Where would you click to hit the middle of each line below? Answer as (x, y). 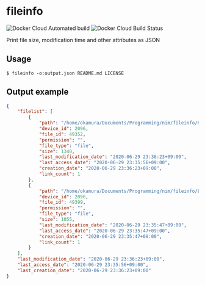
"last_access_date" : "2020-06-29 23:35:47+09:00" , (105, 231)
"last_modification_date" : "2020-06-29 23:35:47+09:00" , (113, 225)
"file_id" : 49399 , (62, 203)
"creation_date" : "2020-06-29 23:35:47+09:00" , (101, 236)
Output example (38, 92)
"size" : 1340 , (57, 151)
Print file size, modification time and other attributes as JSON (83, 40)
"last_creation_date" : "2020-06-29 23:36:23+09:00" (84, 270)
